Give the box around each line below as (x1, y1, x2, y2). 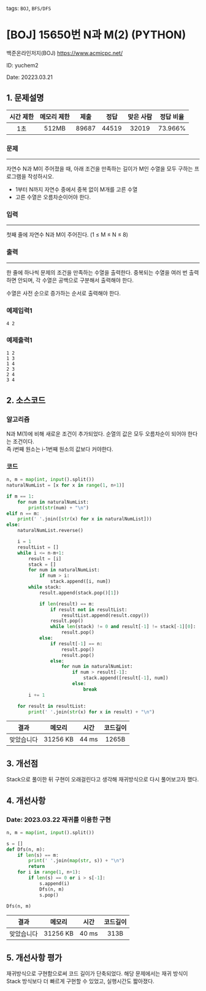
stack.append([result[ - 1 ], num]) (83, 675, 169, 682)
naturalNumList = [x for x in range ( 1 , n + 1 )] (6, 482, 124, 488)
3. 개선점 (6, 758, 39, 769)
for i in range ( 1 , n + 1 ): (17, 869, 81, 875)
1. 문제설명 (6, 93, 44, 103)
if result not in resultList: (50, 606, 128, 613)
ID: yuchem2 (6, 61, 39, 69)
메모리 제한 (39, 112, 71, 121)
